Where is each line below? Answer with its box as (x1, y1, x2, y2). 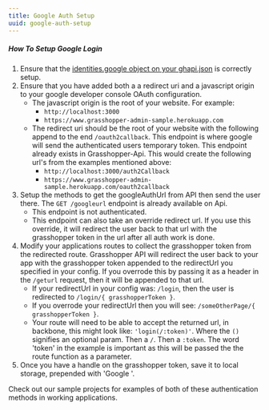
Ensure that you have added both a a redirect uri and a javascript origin (19, 81, 255, 90)
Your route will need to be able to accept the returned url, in (31, 318, 230, 328)
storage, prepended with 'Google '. (19, 369, 135, 379)
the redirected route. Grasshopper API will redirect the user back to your (19, 250, 259, 259)
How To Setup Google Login (8, 44, 102, 54)
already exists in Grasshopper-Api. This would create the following (31, 149, 252, 159)
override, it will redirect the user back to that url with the (31, 224, 218, 234)
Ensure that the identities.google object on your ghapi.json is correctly (19, 64, 252, 74)
